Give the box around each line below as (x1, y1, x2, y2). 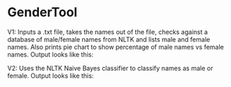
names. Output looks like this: (7, 50, 94, 59)
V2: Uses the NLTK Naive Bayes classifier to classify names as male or (7, 64, 214, 72)
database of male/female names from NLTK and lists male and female (7, 35, 210, 43)
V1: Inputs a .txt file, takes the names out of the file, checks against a (7, 28, 208, 36)
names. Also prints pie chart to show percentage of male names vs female (7, 42, 225, 51)
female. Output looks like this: (7, 71, 94, 80)
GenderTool (7, 4, 78, 21)
